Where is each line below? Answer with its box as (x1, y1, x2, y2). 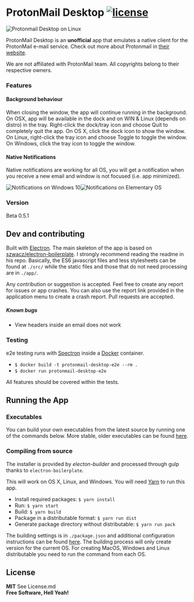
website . (6, 49, 27, 56)
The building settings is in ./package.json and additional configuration (6, 532, 175, 539)
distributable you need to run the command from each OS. (6, 550, 147, 557)
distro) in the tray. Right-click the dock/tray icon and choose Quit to (6, 121, 168, 128)
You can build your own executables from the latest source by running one (6, 426, 186, 433)
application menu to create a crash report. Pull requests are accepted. (6, 293, 175, 300)
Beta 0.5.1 (6, 212, 29, 219)
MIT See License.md (6, 583, 56, 590)
